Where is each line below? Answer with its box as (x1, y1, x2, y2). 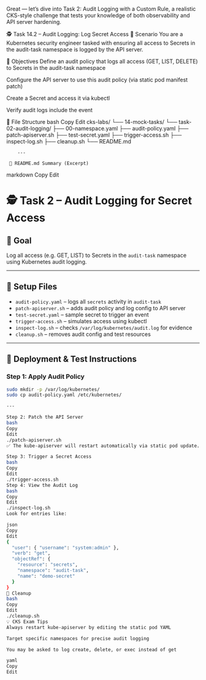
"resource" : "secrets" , (17, 562, 78, 568)
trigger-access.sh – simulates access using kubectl (15, 317, 147, 324)
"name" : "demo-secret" (17, 573, 75, 579)
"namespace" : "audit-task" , (17, 567, 89, 573)
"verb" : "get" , (12, 550, 51, 557)
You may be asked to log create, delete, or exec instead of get (6, 646, 177, 652)
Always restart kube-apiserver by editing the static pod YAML (6, 624, 172, 630)
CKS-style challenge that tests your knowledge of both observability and (6, 12, 190, 19)
